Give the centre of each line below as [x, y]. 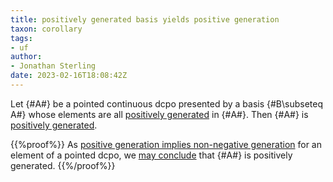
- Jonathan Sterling [53, 66]
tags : [21, 38]
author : [26, 57]
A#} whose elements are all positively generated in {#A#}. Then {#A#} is [159, 114]
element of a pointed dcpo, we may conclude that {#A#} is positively [151, 155]
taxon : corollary [46, 29]
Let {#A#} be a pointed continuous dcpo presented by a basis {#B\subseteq [167, 103]
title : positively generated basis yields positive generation [145, 19]
